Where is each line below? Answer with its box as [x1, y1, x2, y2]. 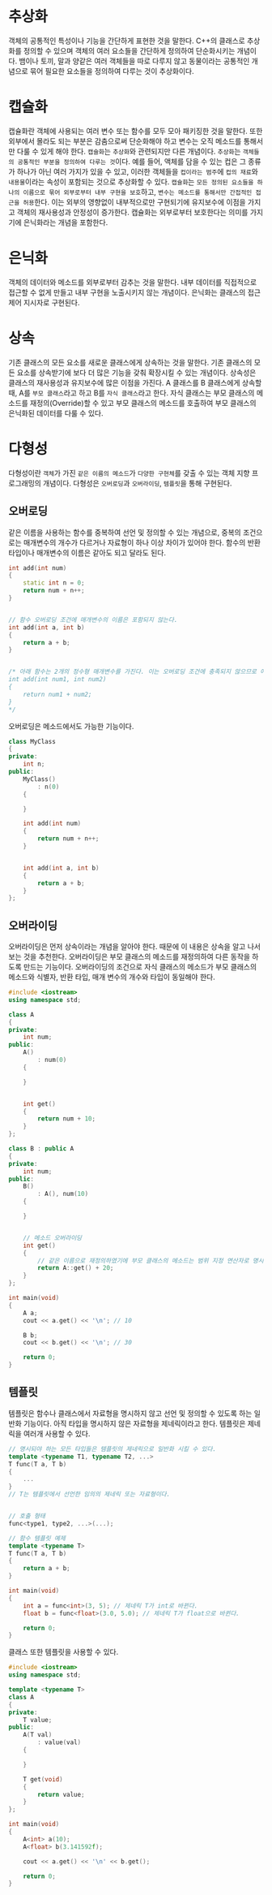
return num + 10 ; [37, 1115, 96, 1123]
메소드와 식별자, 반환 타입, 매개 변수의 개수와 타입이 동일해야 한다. [8, 972, 216, 982]
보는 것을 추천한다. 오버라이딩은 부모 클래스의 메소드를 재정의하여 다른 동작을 [8, 952, 251, 962]
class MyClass [8, 737, 57, 745]
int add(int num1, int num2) [8, 676, 107, 684]
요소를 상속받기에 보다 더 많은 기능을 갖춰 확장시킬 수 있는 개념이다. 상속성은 [16, 367, 257, 378]
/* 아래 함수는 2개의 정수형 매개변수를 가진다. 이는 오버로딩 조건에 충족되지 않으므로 [8, 667, 257, 676]
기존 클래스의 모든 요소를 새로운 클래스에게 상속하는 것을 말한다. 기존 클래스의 [8, 357, 253, 367]
